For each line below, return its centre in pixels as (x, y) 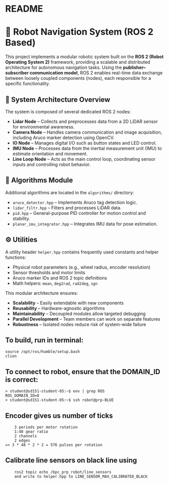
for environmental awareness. (43, 126)
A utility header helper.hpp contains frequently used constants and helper (82, 252)
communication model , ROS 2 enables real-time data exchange (96, 73)
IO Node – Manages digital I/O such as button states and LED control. (84, 143)
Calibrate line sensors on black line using (71, 460)
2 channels (26, 436)
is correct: (22, 380)
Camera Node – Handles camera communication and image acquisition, (87, 132)
